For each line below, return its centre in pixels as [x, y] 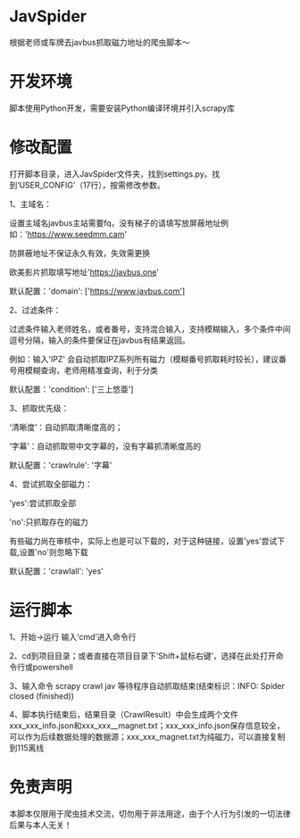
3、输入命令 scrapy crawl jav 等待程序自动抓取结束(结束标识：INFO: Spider [147, 685]
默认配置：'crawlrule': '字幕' [61, 465]
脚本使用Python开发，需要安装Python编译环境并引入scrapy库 [122, 108]
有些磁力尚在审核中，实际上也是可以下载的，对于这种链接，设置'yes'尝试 [143, 541]
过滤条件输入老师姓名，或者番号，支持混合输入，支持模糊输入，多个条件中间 [150, 328]
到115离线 [27, 748]
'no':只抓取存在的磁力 [49, 522]
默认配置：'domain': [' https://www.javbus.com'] [97, 291]
